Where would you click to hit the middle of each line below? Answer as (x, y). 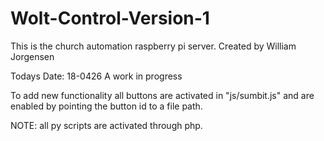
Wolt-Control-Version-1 (110, 18)
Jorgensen (32, 56)
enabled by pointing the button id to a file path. (106, 106)
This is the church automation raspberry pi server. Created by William (153, 46)
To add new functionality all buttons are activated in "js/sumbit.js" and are (162, 95)
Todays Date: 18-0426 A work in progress (96, 76)
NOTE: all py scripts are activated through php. (106, 125)
